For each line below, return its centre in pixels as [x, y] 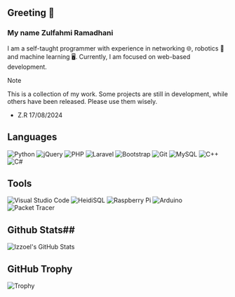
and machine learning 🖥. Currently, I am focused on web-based [99, 56]
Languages [32, 137]
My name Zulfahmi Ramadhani [60, 33]
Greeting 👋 [31, 13]
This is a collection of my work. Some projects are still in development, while [117, 94]
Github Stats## [41, 230]
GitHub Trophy [40, 269]
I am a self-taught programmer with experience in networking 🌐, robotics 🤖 [116, 48]
